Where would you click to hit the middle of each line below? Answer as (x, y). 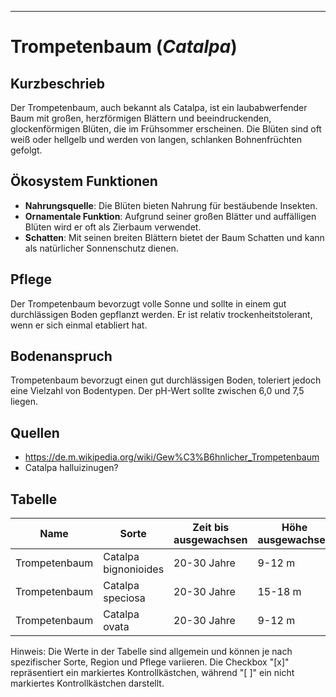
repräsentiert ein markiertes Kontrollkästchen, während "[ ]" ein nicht (152, 673)
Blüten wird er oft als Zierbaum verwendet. (113, 227)
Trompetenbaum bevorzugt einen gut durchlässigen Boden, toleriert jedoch (166, 380)
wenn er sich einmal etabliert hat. (79, 325)
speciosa (124, 598)
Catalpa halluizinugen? (71, 468)
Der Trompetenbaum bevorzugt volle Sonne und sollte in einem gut (148, 303)
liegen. (24, 402)
